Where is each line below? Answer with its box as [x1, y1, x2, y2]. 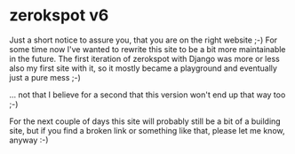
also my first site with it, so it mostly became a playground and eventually [9, 63, 278, 73]
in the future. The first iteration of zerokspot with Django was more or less [9, 53, 280, 64]
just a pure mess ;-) [9, 72, 82, 82]
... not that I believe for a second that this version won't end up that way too [9, 89, 286, 100]
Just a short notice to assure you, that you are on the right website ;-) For [9, 35, 278, 45]
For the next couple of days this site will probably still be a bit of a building [9, 116, 282, 127]
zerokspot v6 [9, 5, 109, 26]
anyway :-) [9, 135, 49, 145]
